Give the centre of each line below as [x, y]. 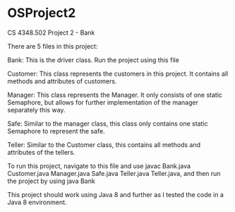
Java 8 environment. [37, 202]
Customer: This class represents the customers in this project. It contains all [118, 73]
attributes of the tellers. [41, 152]
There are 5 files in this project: [53, 46]
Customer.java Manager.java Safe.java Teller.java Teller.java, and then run [114, 173]
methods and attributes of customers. [62, 81]
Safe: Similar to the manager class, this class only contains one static [108, 123]
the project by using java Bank [51, 181]
